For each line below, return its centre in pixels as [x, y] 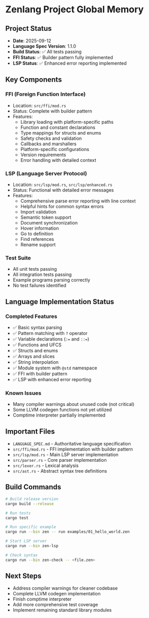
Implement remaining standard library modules [62, 610]
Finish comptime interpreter [42, 599]
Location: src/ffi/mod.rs [39, 105]
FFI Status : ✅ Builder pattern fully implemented [63, 57]
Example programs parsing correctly [51, 280]
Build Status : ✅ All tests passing [47, 52]
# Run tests [18, 513]
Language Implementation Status [60, 302]
